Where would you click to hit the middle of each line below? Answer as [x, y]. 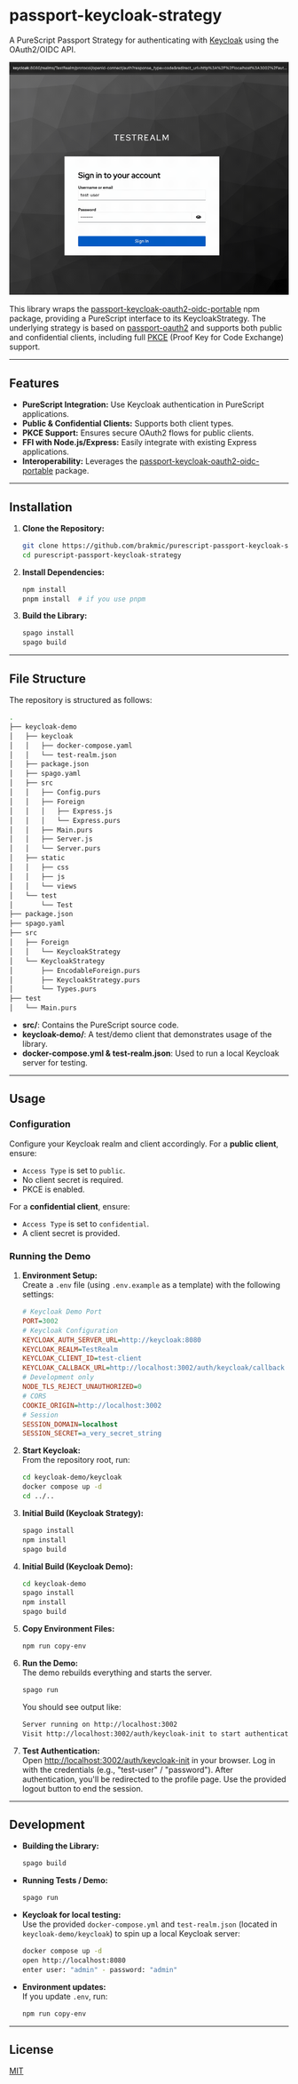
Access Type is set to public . [74, 1170]
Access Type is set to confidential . [85, 1224]
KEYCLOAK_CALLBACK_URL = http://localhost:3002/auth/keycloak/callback [153, 1368]
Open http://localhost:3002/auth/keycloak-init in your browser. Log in [149, 1760]
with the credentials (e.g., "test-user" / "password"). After [127, 1769]
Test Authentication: [61, 1751]
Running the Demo [50, 1256]
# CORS [34, 1396]
